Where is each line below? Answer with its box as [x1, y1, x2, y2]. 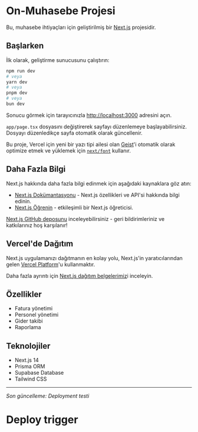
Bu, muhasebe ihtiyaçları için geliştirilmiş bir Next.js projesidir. [6, 24, 156, 31]
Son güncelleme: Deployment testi [6, 392, 90, 399]
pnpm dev [6, 90, 28, 96]
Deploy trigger [6, 413, 78, 427]
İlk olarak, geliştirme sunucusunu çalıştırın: [6, 56, 110, 63]
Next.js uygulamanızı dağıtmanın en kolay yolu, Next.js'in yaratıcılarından [6, 254, 183, 261]
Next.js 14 [14, 356, 39, 364]
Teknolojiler [6, 341, 51, 351]
